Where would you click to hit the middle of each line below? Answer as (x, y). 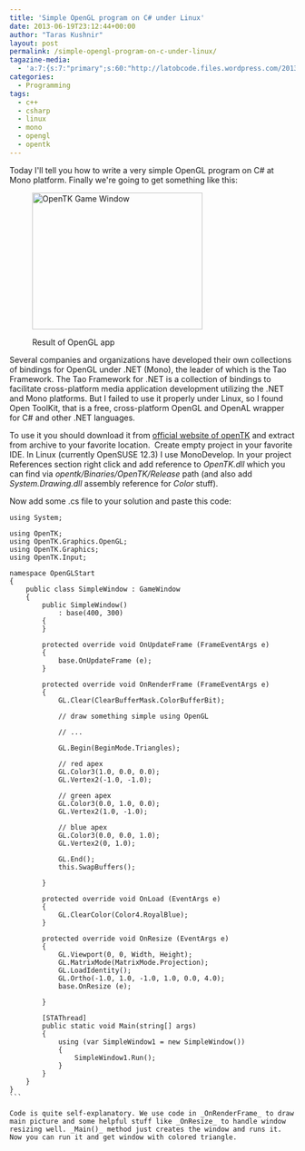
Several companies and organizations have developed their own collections (151, 359)
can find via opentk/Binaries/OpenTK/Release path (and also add (131, 474)
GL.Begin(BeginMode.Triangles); (119, 748)
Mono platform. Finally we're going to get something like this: (123, 180)
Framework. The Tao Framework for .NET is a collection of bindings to (140, 379)
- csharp (34, 111)
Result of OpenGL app (74, 342)
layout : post (34, 43)
